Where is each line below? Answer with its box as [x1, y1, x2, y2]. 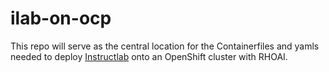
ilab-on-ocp [10, 7, 112, 30]
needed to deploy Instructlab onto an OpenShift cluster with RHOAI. [10, 50, 288, 62]
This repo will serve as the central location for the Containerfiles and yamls [10, 40, 320, 52]
